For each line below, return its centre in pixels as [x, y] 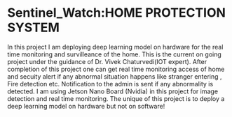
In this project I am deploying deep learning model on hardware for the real [115, 47]
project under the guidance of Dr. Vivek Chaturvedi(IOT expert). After [107, 61]
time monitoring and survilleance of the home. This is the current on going [115, 54]
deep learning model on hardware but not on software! [86, 106]
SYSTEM [33, 28]
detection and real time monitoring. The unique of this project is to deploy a [116, 98]
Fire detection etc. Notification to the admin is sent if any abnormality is [110, 84]
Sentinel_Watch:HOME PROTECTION [117, 13]
